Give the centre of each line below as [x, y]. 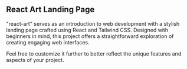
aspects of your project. [35, 60]
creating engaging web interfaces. [48, 42]
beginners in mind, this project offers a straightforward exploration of [90, 36]
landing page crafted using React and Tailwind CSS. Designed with [87, 30]
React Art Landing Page [50, 10]
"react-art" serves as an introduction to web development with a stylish [93, 23]
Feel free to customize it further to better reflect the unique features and [94, 54]
